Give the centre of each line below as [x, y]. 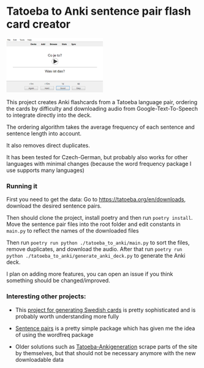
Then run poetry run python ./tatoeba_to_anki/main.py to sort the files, [98, 242]
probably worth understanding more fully [67, 316]
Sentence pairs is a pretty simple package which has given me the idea [105, 328]
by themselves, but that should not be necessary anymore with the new [105, 353]
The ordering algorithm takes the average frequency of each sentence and [100, 127]
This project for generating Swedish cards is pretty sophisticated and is [105, 310]
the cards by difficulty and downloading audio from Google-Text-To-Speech [102, 108]
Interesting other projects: [46, 296]
